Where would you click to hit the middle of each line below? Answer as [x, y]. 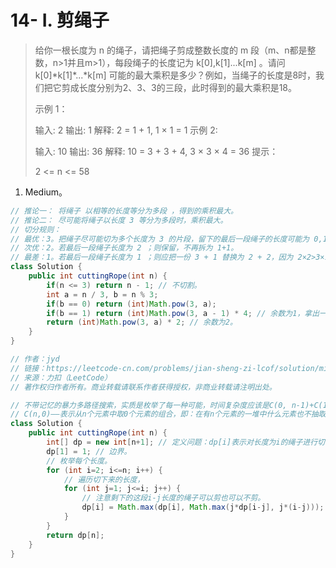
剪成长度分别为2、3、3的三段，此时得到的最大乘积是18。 [179, 87]
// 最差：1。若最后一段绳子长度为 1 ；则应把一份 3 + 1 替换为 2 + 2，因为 [152, 257]
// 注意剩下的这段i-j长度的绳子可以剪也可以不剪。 [173, 498]
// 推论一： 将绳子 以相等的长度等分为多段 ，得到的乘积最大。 [124, 211]
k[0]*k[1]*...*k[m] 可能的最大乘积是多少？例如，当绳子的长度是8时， [175, 75]
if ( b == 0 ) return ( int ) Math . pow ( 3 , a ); [131, 304]
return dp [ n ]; [75, 535]
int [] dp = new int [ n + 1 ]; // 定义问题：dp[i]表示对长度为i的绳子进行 [182, 442]
